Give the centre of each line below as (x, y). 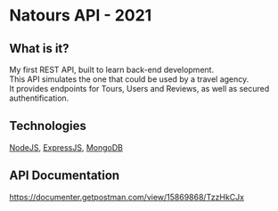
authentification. (39, 98)
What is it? (39, 49)
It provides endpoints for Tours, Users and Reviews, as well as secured (139, 89)
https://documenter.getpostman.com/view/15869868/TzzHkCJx (127, 197)
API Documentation (65, 176)
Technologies (48, 126)
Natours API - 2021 (81, 16)
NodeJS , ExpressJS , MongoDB (66, 147)
